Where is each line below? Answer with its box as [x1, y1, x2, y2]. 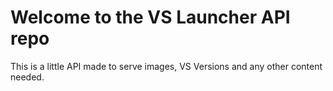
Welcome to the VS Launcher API [10, 6, 291, 29]
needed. [10, 71, 45, 83]
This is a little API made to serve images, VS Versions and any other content [10, 60, 323, 72]
